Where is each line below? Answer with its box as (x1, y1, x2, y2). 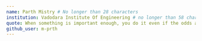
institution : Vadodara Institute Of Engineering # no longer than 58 (6, 14, 185, 20)
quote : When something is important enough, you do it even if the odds (6, 20, 192, 26)
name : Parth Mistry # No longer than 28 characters (6, 8, 138, 15)
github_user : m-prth (6, 25, 58, 32)
